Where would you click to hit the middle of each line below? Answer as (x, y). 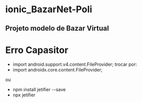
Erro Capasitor (37, 50)
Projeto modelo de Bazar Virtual (57, 28)
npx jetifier (24, 95)
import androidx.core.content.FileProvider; (57, 69)
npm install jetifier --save (39, 89)
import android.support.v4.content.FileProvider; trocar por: (75, 64)
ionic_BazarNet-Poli (49, 9)
